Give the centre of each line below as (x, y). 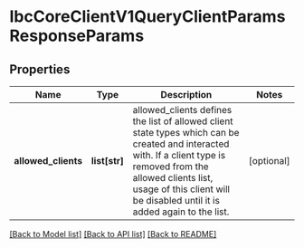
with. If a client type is (179, 155)
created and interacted (181, 144)
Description (186, 95)
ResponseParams (77, 36)
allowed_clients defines (182, 110)
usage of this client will (181, 189)
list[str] (108, 161)
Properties (40, 69)
